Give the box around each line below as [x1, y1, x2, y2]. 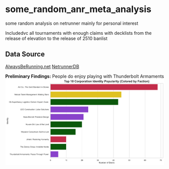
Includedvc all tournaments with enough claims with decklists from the [5, 30, 152, 36]
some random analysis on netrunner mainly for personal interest [5, 20, 139, 26]
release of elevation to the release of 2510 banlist [5, 35, 107, 41]
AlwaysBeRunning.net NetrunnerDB [5, 63, 80, 69]
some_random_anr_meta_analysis [5, 4, 151, 15]
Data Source [5, 50, 45, 59]
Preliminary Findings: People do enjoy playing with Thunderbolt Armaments [5, 73, 164, 79]
